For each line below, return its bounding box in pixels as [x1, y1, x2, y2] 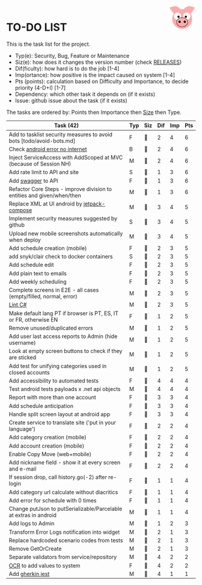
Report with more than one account [8, 394, 96, 401]
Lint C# [8, 301, 27, 308]
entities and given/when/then [8, 192, 81, 199]
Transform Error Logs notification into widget [8, 528, 120, 536]
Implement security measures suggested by [8, 215, 118, 222]
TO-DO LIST [6, 20, 67, 34]
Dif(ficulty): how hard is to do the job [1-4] [14, 64, 120, 72]
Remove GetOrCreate [8, 545, 62, 552]
